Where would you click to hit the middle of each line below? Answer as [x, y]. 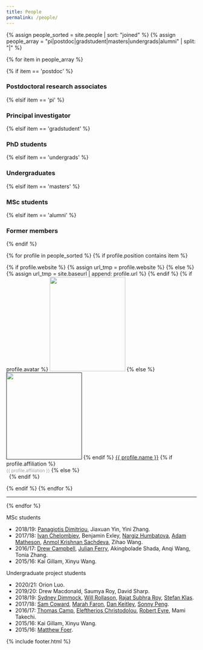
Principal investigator [38, 115]
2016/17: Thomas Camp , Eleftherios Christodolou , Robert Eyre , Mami [100, 611]
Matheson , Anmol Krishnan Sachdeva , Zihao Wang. [79, 542]
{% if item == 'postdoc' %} [40, 71]
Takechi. [25, 617]
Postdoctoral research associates [57, 86]
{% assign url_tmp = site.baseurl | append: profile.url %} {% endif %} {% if [99, 274]
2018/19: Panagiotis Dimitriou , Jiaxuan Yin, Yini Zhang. [82, 529]
